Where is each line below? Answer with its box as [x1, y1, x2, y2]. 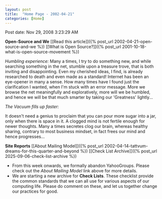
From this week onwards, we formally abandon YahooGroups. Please [12, 163, 150, 168]
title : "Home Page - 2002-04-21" [5, 12, 75, 16]
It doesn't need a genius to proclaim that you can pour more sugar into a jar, [5, 113, 156, 119]
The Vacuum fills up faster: [5, 104, 59, 109]
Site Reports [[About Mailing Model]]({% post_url [5, 143, 103, 149]
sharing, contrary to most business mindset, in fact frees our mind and [5, 129, 146, 135]
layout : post [5, 7, 31, 12]
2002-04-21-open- [114, 39, 153, 45]
